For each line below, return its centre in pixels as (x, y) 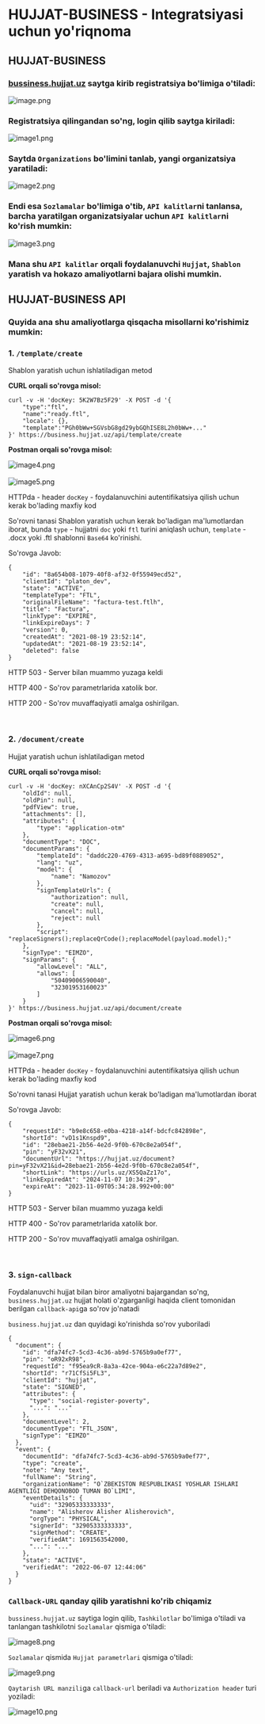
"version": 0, (45, 630)
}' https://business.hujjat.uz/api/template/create (95, 435)
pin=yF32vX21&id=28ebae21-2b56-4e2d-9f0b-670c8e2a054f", (104, 1165)
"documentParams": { (56, 849)
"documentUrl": (47, 1158)
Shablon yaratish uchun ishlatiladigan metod (80, 371)
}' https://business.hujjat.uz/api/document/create (95, 1008)
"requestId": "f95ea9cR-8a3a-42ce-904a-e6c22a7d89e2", (115, 1366)
